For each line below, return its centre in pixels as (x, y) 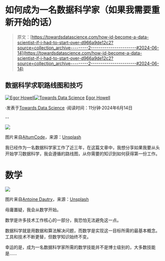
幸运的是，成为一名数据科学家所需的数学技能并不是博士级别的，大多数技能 (80, 247)
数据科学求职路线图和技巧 (44, 85)
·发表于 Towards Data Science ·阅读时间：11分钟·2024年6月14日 (69, 108)
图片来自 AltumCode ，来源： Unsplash (43, 137)
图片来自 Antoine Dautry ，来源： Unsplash (47, 199)
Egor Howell (98, 98)
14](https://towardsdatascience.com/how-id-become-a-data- (80, 53)
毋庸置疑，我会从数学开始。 (33, 209)
